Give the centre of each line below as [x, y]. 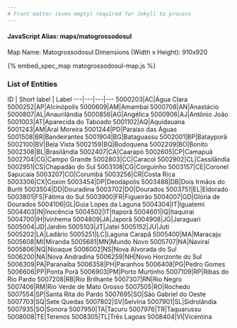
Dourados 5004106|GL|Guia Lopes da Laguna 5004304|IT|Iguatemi [106, 205]
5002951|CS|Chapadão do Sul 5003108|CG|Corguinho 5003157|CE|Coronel [118, 167]
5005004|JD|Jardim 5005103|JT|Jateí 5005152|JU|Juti [88, 227]
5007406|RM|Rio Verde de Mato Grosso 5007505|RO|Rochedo [99, 287]
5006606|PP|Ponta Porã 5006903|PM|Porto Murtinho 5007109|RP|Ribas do [118, 272]
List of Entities [33, 84]
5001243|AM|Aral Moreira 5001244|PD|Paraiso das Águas [92, 129]
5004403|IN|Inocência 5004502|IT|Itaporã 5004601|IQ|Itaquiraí [101, 212]
